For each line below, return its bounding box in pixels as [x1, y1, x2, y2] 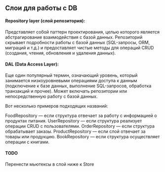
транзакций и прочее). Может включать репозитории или [5, 88, 127, 94]
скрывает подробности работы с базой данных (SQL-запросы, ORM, [5, 39, 150, 45]
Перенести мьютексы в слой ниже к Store [5, 161, 94, 167]
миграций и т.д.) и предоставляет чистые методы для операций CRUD [5, 45, 154, 51]
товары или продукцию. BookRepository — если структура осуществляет [5, 133, 160, 139]
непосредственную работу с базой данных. [5, 93, 98, 99]
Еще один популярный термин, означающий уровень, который [5, 72, 138, 78]
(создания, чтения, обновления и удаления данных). [5, 50, 116, 56]
